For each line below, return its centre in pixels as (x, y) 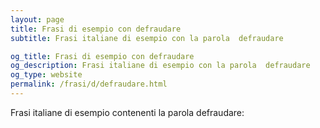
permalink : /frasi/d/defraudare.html (89, 84)
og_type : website (46, 75)
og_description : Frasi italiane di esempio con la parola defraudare (160, 66)
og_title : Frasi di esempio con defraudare (102, 56)
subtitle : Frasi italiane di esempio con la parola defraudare (147, 38)
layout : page (37, 19)
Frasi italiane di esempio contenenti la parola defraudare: (127, 112)
